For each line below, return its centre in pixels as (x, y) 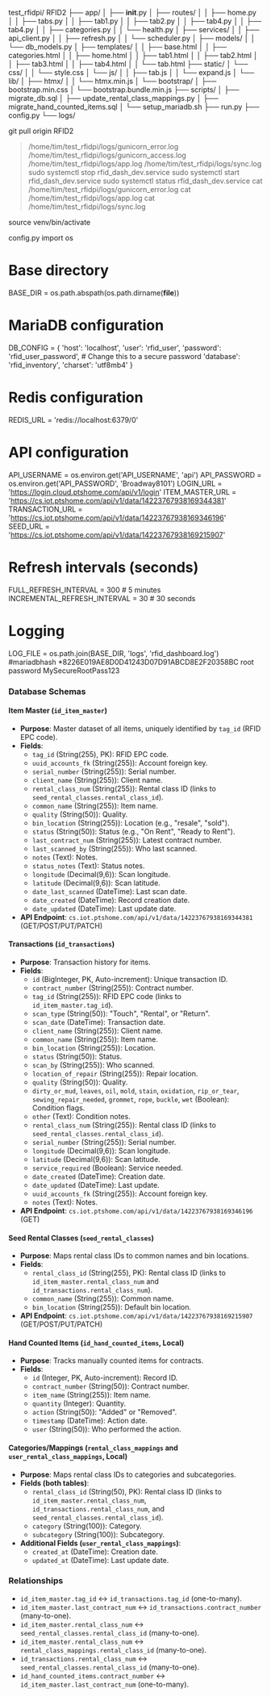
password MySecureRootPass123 (64, 671)
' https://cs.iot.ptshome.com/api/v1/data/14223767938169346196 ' (117, 517)
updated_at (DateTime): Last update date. (100, 1560)
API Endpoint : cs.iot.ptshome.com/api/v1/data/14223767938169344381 (136, 917)
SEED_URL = (29, 526)
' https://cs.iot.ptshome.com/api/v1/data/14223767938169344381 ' (117, 500)
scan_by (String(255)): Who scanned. (93, 1064)
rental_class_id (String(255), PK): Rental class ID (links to (129, 1273)
